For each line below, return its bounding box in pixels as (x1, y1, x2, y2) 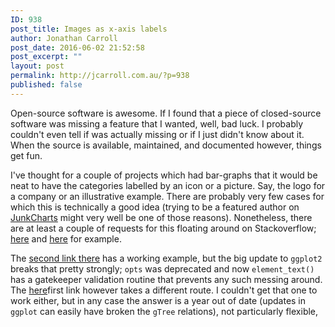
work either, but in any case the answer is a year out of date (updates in (10, 294, 307, 306)
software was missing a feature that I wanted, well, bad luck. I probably (10, 117, 304, 130)
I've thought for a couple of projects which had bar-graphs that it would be (10, 169, 318, 181)
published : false (10, 80, 83, 90)
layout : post (10, 61, 65, 71)
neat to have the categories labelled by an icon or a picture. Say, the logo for (10, 179, 326, 191)
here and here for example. (10, 232, 122, 245)
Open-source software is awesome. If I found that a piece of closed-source (10, 107, 322, 119)
